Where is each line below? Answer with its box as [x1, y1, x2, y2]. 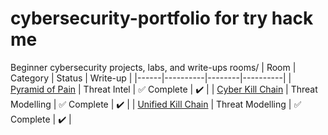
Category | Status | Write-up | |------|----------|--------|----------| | [10, 72, 292, 84]
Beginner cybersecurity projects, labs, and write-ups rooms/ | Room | [10, 61, 297, 73]
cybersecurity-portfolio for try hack [10, 7, 314, 30]
